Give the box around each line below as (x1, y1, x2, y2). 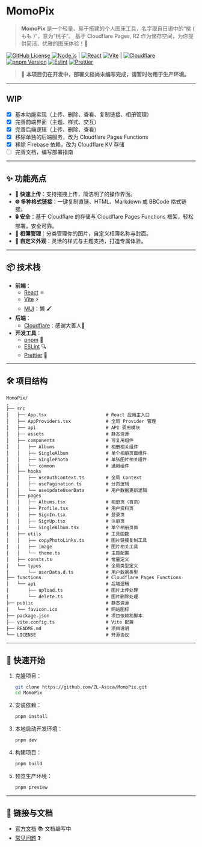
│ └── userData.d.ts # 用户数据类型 (6, 569, 138, 575)
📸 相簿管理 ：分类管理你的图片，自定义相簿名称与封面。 (14, 229, 152, 237)
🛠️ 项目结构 (6, 376, 48, 386)
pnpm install (14, 714, 48, 720)
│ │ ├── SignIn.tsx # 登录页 (6, 512, 125, 518)
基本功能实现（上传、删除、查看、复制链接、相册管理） (14, 111, 152, 118)
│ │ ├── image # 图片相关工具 (6, 544, 138, 550)
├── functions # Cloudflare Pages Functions (6, 574, 182, 580)
